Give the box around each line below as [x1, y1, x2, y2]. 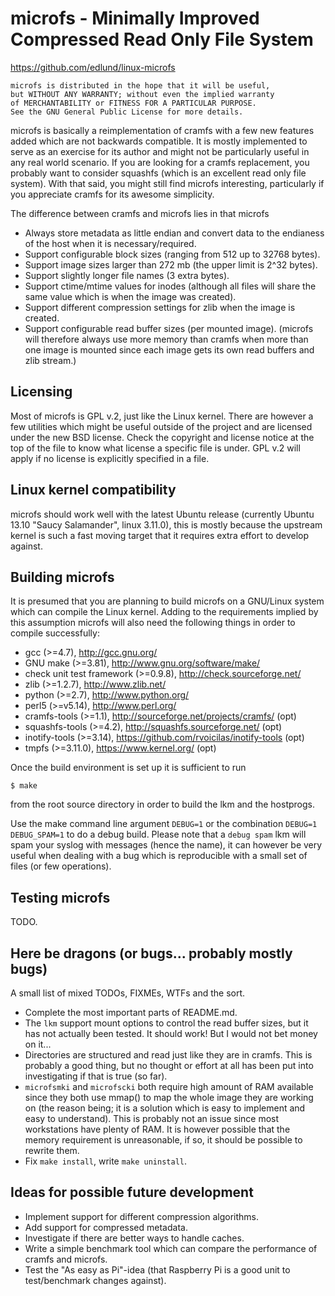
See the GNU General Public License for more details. [10, 107, 244, 117]
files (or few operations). [10, 860, 112, 872]
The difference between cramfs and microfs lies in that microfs [10, 207, 270, 219]
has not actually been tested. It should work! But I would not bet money [24, 1028, 318, 1039]
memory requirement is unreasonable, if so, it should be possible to [24, 1134, 303, 1146]
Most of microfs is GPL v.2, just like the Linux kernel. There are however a [10, 410, 314, 422]
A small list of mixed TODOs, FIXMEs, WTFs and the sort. [10, 987, 246, 999]
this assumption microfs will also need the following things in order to [10, 617, 296, 629]
